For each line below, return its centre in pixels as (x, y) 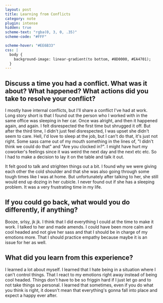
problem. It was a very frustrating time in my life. (54, 187)
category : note (20, 19)
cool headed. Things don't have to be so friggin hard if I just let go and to (78, 280)
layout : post (18, 9)
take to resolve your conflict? (50, 99)
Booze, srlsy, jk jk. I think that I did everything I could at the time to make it (80, 222)
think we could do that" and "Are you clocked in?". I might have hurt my (76, 147)
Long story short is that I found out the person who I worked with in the (76, 115)
